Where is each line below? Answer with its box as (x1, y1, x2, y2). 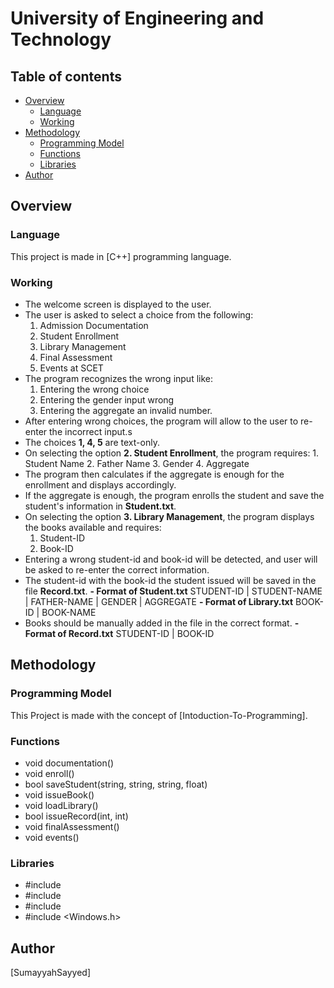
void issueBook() (24, 788, 95, 801)
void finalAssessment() (24, 820, 120, 832)
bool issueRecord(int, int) (24, 810, 129, 822)
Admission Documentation (39, 319, 149, 331)
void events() (24, 831, 80, 843)
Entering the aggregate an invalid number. (39, 404, 213, 416)
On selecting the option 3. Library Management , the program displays (24, 510, 315, 522)
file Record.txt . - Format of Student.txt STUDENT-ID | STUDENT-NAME (24, 585, 323, 597)
